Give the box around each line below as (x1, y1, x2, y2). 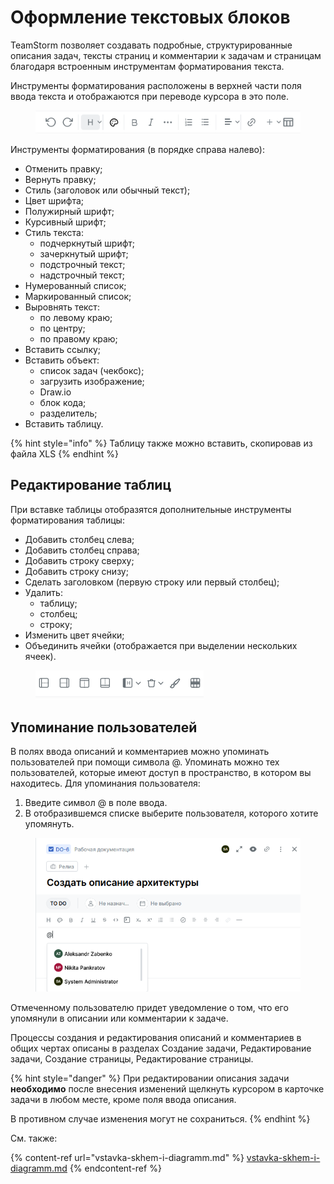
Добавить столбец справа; (24, 544, 140, 556)
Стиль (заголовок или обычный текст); (24, 184, 191, 196)
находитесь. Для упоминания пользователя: (10, 777, 201, 790)
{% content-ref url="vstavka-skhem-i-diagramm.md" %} (10, 1152, 245, 1164)
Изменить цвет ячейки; (24, 629, 125, 641)
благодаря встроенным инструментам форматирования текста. (10, 60, 285, 72)
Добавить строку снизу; (24, 565, 129, 577)
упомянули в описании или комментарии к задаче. (10, 1012, 229, 1025)
